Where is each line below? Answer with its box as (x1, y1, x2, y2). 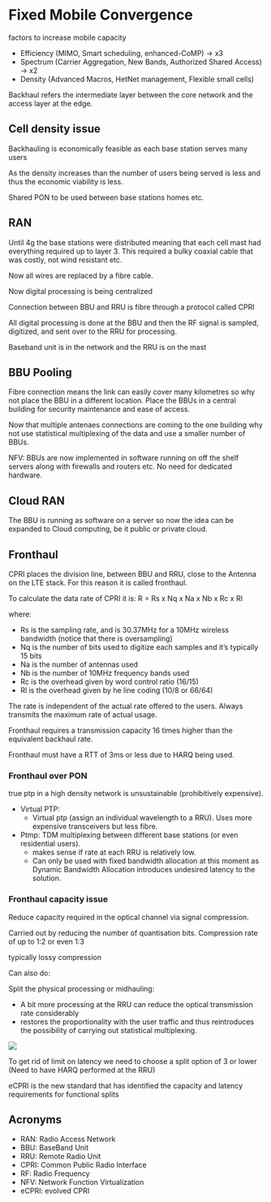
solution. (32, 873, 62, 883)
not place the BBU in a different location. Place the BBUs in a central (8, 396, 237, 405)
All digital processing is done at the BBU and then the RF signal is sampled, (8, 318, 260, 327)
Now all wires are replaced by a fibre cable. (8, 270, 154, 280)
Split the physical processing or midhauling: (8, 984, 155, 993)
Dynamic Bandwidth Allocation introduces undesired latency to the (32, 865, 256, 875)
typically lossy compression (8, 952, 101, 962)
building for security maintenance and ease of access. (8, 404, 191, 414)
